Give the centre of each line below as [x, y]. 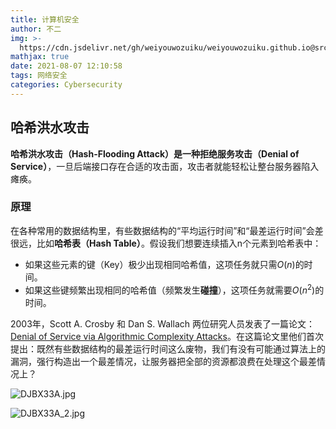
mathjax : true [40, 57]
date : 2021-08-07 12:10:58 [66, 66]
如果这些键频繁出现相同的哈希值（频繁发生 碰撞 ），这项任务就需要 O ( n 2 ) [170, 289]
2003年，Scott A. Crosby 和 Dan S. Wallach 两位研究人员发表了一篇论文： [162, 323]
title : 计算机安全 [45, 19]
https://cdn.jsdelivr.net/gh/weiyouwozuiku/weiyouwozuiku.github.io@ [167, 47]
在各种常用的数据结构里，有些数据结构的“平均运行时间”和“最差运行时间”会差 [167, 230]
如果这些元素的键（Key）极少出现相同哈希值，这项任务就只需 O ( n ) [160, 264]
